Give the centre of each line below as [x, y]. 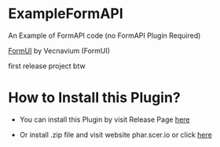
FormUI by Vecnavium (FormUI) [59, 50]
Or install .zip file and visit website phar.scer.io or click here [115, 134]
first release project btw [47, 66]
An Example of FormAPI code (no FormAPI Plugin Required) [104, 35]
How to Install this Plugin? [94, 98]
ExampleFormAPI [66, 14]
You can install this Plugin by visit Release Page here [104, 119]
